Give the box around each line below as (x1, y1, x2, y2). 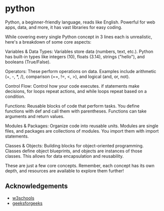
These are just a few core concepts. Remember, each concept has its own (5, 163, 155, 168)
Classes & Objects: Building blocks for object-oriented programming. (5, 142, 144, 148)
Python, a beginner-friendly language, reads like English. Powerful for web (5, 19, 156, 25)
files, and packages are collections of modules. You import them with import (5, 128, 159, 134)
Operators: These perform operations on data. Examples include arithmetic (5, 68, 157, 74)
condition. (5, 94, 25, 99)
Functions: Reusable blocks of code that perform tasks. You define (5, 103, 140, 109)
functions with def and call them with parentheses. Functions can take (5, 108, 147, 114)
